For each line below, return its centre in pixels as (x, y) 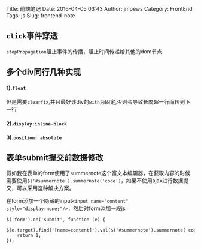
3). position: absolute (34, 137)
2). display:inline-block (36, 124)
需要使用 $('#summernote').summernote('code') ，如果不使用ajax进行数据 (95, 181)
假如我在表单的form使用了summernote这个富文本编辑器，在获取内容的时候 (98, 173)
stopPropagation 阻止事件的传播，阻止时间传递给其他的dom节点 (84, 51)
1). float (16, 88)
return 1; (29, 236)
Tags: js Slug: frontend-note (41, 16)
